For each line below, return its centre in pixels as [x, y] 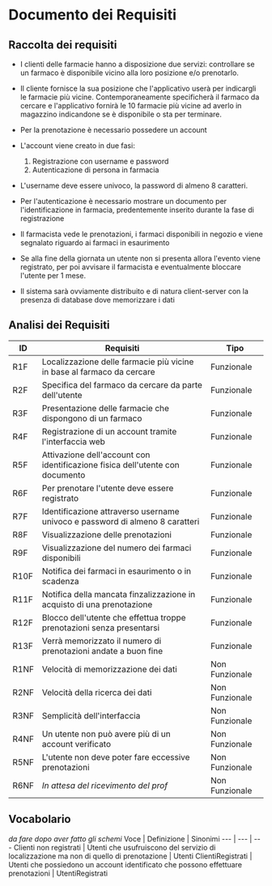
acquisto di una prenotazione [97, 604]
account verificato [76, 744]
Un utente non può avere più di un [106, 734]
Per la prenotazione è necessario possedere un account [114, 130]
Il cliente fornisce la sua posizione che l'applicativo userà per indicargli [138, 88]
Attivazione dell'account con [96, 455]
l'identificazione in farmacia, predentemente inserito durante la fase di [137, 210]
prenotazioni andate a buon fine [102, 651]
